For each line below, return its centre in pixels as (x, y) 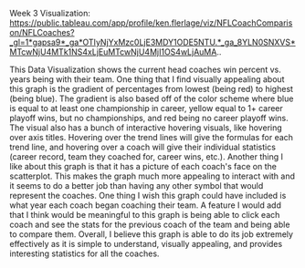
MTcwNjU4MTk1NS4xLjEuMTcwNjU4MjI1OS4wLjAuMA (113, 52)
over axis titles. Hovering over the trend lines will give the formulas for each (152, 137)
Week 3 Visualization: (50, 13)
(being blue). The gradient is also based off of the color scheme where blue (152, 98)
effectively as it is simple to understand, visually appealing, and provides (146, 244)
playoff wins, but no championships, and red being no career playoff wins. (149, 118)
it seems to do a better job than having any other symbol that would (137, 186)
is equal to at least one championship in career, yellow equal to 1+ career (146, 108)
